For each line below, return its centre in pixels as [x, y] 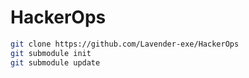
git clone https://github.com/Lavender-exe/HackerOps [125, 44]
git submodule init [51, 53]
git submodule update [55, 62]
